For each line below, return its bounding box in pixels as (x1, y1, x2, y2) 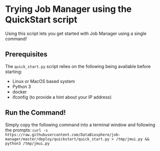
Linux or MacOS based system (12, 78, 75, 84)
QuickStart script (5, 14, 78, 25)
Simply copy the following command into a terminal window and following (5, 122, 156, 128)
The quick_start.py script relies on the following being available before (5, 63, 151, 69)
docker (12, 88, 27, 95)
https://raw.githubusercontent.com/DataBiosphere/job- (5, 132, 121, 137)
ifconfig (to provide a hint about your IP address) (12, 94, 112, 100)
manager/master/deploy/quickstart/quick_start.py (5, 137, 110, 142)
